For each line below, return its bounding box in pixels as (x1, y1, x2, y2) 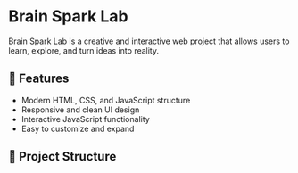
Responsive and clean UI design (21, 104, 140, 115)
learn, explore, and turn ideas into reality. (8, 45, 160, 55)
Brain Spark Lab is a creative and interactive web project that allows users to (8, 36, 290, 46)
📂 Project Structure (8, 149, 117, 164)
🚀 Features (8, 71, 70, 86)
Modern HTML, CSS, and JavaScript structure (21, 95, 191, 105)
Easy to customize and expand (21, 123, 135, 134)
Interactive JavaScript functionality (21, 113, 151, 124)
